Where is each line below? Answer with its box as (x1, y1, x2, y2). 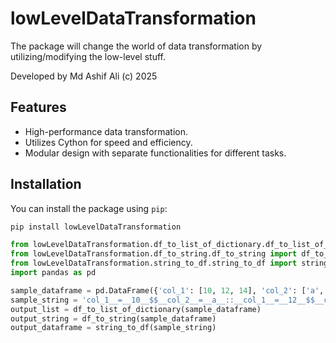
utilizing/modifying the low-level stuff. (10, 50, 166, 62)
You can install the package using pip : (10, 202, 168, 214)
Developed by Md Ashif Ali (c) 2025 (10, 70, 158, 82)
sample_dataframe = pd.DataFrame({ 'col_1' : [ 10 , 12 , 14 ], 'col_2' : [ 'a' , (10, 285, 325, 296)
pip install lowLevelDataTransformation (10, 222, 182, 232)
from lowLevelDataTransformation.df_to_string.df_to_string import (10, 249, 298, 259)
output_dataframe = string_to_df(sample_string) (10, 323, 217, 333)
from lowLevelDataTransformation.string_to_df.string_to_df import (10, 258, 298, 269)
